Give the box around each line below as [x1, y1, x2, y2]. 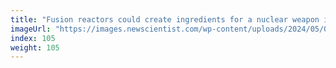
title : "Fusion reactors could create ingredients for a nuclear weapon [10, 14, 320, 25]
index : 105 [10, 33, 56, 43]
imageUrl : [10, 24, 52, 34]
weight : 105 [10, 42, 60, 53]
